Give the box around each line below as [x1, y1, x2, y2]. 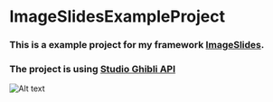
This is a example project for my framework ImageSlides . [9, 39, 265, 51]
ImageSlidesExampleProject [9, 6, 226, 27]
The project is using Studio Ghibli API [9, 63, 176, 76]
